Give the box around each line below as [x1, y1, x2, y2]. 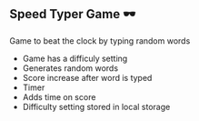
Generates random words [22, 62, 119, 74]
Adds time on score [22, 91, 96, 102]
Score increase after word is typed [22, 72, 153, 83]
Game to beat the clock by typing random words [9, 35, 191, 46]
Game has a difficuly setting [22, 53, 128, 64]
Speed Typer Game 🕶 [9, 6, 136, 22]
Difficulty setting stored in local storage [22, 101, 171, 112]
